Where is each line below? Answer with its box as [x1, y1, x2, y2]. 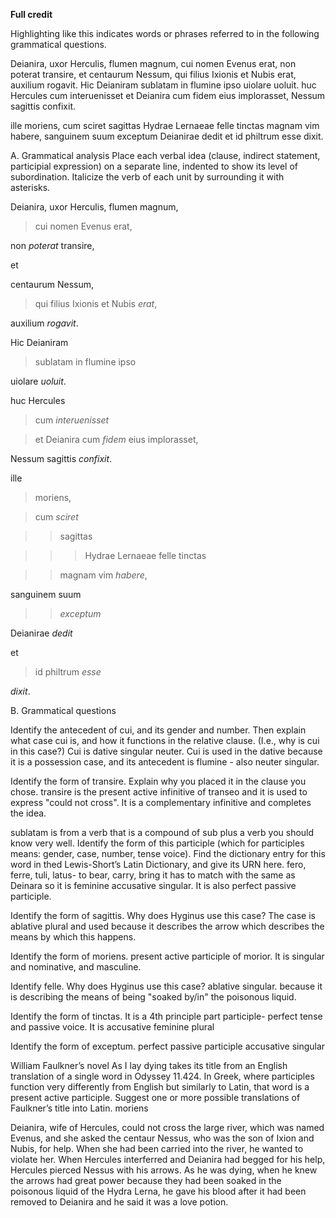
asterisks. [10, 182, 51, 193]
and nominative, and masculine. [10, 961, 142, 973]
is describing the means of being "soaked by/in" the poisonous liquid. [10, 991, 297, 1003]
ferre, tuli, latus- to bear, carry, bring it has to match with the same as [10, 869, 296, 881]
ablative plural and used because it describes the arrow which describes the [10, 920, 325, 932]
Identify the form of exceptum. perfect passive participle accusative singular [10, 1040, 326, 1052]
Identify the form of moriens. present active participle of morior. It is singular [10, 950, 325, 962]
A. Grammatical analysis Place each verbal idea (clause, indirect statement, [10, 150, 321, 161]
